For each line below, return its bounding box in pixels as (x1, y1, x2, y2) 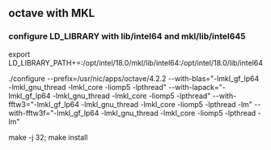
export (8, 49, 31, 59)
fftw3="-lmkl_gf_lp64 (8, 99, 79, 109)
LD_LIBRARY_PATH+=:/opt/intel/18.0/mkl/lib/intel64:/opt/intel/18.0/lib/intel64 (8, 58, 264, 67)
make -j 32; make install (8, 132, 88, 142)
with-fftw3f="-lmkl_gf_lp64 (8, 108, 100, 118)
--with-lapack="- (168, 82, 227, 92)
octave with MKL (8, 6, 95, 20)
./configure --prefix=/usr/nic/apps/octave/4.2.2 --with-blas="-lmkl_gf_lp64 (8, 73, 260, 84)
